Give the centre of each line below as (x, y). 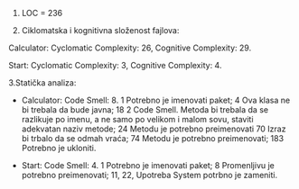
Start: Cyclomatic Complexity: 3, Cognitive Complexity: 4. (115, 65)
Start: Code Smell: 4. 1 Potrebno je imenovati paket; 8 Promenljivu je (148, 165)
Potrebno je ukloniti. (59, 148)
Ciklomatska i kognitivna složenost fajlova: (100, 30)
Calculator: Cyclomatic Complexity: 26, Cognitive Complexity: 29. (130, 48)
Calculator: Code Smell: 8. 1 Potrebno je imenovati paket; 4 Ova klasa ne (156, 100)
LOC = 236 (42, 13)
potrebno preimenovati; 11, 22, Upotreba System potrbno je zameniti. (149, 175)
